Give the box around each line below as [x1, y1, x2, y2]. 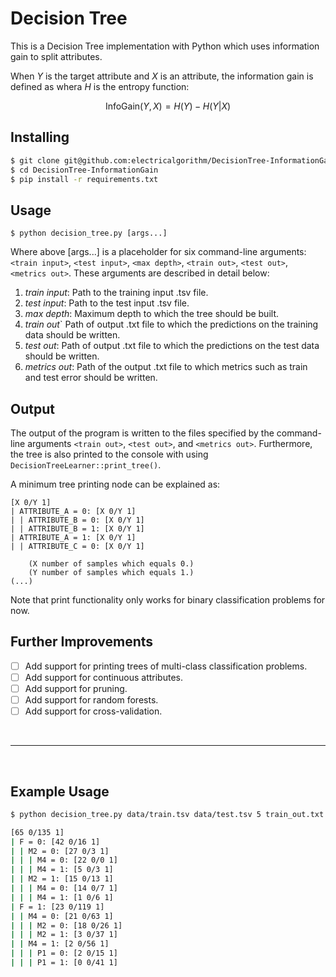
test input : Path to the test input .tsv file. [24, 297, 190, 309]
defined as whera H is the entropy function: [10, 80, 190, 92]
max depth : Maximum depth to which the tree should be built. [24, 308, 280, 320]
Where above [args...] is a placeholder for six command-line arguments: [10, 246, 307, 258]
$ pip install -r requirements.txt [10, 174, 159, 184]
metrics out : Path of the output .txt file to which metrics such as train [24, 361, 308, 373]
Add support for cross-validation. [24, 705, 163, 717]
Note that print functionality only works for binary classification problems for [10, 594, 326, 606]
